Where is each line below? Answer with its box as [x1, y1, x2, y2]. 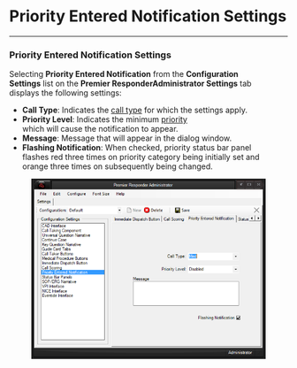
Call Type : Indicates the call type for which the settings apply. [21, 104, 247, 116]
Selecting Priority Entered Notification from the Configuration [9, 69, 239, 80]
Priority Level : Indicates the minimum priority [21, 114, 188, 125]
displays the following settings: [9, 88, 122, 98]
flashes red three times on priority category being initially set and [21, 152, 260, 163]
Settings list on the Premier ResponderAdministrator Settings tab [9, 78, 252, 89]
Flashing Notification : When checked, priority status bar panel [21, 142, 252, 153]
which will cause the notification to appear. [21, 124, 179, 134]
